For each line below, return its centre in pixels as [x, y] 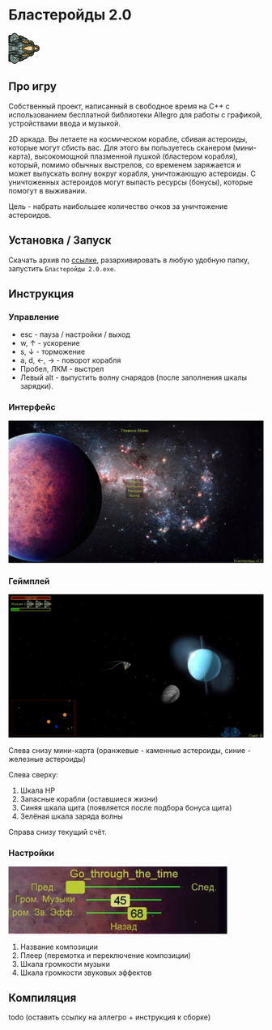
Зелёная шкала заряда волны [71, 816]
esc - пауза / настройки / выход [75, 334]
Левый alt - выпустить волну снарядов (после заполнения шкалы [134, 377]
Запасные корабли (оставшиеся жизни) [89, 799]
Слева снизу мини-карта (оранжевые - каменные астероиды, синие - [130, 751]
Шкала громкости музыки [65, 964]
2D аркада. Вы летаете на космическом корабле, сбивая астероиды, [128, 138]
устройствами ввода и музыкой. [65, 123]
